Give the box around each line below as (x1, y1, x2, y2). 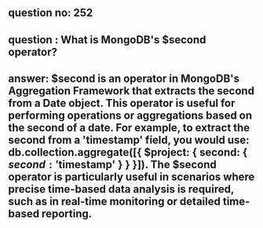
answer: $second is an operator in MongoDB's (8, 72, 239, 86)
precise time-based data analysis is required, (8, 182, 234, 196)
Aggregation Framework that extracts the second (8, 84, 255, 97)
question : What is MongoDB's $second (8, 33, 206, 46)
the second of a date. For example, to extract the (8, 121, 250, 134)
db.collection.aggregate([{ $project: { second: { (8, 145, 248, 160)
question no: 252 (8, 6, 93, 20)
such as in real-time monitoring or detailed (8, 195, 221, 208)
